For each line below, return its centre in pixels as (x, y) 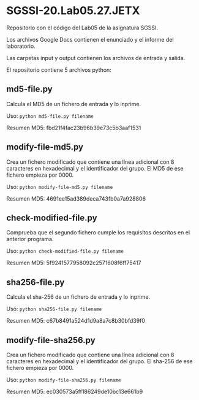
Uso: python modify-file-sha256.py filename (64, 380)
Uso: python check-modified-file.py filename (65, 251)
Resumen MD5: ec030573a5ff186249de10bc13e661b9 (75, 391)
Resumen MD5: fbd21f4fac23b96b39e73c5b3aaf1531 (74, 128)
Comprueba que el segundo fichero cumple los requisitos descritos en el (98, 233)
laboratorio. (21, 46)
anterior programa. (30, 239)
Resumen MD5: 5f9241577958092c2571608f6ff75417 (74, 263)
